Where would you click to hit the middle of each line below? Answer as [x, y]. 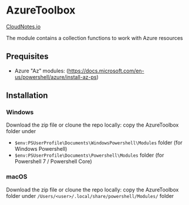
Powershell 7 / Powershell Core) [53, 161]
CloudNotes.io [23, 27]
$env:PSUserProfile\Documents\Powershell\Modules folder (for [89, 155]
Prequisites [27, 57]
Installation [27, 96]
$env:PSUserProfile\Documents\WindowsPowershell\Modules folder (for [99, 143]
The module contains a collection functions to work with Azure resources [95, 38]
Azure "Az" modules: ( [41, 71]
